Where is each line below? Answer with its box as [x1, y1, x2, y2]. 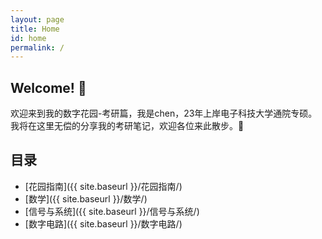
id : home [10, 33, 47, 43]
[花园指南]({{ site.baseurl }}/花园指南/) [24, 180, 183, 192]
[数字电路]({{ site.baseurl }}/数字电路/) [24, 217, 183, 230]
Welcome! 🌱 [10, 79, 87, 96]
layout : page [10, 14, 65, 25]
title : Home [10, 24, 60, 34]
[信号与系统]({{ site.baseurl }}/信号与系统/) [24, 205, 200, 217]
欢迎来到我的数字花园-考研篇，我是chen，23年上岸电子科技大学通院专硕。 [10, 107, 318, 120]
